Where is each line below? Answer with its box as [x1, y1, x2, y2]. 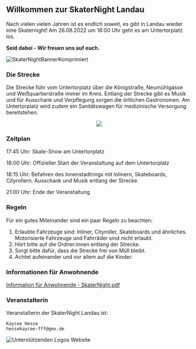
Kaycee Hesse [6, 321, 38, 327]
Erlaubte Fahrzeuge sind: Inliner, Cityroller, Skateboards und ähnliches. [14, 228, 187, 235]
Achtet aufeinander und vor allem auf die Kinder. [14, 253, 133, 260]
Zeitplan [6, 135, 31, 143]
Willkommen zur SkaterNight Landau [6, 5, 145, 15]
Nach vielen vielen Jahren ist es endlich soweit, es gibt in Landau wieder [6, 20, 183, 27]
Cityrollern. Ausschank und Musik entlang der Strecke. [6, 177, 139, 185]
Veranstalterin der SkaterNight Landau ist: [6, 310, 108, 317]
